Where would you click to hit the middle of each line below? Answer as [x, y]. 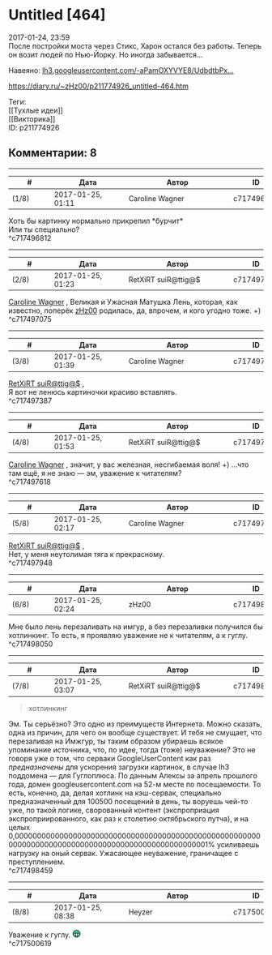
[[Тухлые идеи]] [36, 110]
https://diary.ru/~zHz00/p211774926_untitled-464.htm [98, 86]
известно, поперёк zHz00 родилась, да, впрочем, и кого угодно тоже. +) [135, 310]
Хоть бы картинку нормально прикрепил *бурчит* [96, 221]
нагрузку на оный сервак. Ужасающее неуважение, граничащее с [123, 853]
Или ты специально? [44, 229]
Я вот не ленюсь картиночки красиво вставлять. [93, 392]
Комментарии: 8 [53, 153]
